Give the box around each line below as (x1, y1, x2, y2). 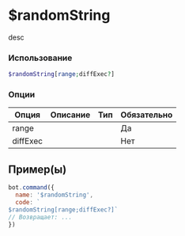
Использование (8, 52, 73, 63)
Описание (50, 109, 91, 120)
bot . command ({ (8, 184, 55, 192)
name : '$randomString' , (15, 191, 93, 200)
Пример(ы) (8, 162, 67, 176)
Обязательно (120, 109, 173, 120)
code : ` (15, 198, 41, 206)
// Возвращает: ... (8, 213, 73, 221)
